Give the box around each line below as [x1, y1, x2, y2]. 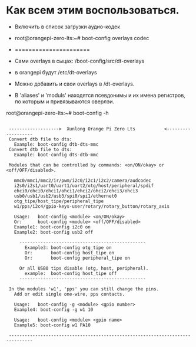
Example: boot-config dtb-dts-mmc [14, 141, 99, 148]
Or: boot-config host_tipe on [24, 250, 115, 256]
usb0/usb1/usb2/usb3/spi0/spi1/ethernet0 [14, 193, 117, 199]
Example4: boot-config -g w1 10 [14, 306, 94, 313]
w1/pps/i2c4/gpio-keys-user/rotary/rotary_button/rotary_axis [14, 203, 170, 209]
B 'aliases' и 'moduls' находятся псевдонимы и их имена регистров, [14, 91, 185, 99]
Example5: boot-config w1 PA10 [14, 322, 91, 328]
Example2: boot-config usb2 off [14, 229, 94, 235]
